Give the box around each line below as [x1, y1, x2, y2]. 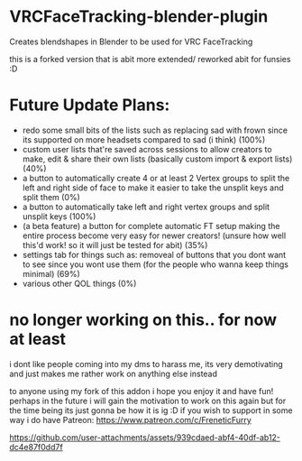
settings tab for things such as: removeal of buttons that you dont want [22, 249, 287, 260]
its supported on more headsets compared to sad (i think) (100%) [22, 134, 266, 145]
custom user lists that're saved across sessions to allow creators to [22, 143, 272, 154]
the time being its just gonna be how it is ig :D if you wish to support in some [9, 404, 293, 416]
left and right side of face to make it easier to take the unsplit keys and [22, 182, 284, 193]
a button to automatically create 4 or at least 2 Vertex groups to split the [22, 172, 290, 183]
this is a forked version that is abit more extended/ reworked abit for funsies [9, 53, 291, 64]
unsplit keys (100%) [22, 210, 96, 222]
